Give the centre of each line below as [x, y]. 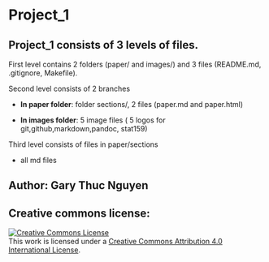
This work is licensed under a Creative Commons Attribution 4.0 [116, 242]
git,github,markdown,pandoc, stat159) [84, 129]
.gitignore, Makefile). [43, 73]
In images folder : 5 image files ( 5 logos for [93, 120]
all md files [38, 160]
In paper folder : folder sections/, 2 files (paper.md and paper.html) [132, 104]
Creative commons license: [79, 213]
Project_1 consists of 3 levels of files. [104, 45]
